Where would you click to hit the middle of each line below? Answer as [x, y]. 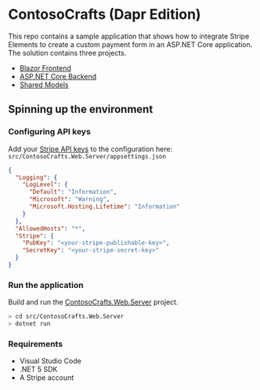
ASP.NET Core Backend [58, 76]
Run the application [46, 285]
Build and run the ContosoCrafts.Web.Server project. [93, 302]
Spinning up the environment [81, 109]
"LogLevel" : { [45, 185]
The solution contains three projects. [67, 53]
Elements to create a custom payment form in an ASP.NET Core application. [130, 44]
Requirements [36, 344]
